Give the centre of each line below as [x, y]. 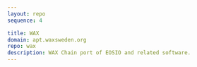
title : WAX [23, 33]
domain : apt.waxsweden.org [47, 39]
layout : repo [26, 14]
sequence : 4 [25, 20]
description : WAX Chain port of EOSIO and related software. [99, 53]
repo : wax [22, 47]
